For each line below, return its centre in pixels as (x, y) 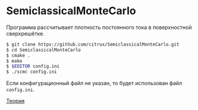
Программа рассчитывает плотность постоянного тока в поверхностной (99, 27)
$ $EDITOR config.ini (33, 66)
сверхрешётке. (25, 33)
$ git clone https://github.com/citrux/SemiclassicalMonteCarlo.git (93, 44)
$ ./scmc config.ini (32, 72)
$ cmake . (18, 55)
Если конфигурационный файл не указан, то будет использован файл (94, 83)
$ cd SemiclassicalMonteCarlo (44, 50)
